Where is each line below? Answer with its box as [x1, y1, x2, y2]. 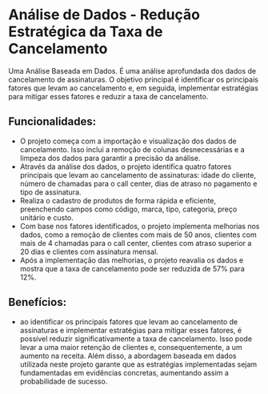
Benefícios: [8, 295, 66, 309]
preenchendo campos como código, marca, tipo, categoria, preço [19, 204, 238, 214]
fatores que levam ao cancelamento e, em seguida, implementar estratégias [8, 82, 258, 93]
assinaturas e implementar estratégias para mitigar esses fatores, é [19, 325, 242, 335]
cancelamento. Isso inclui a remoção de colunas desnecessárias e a [19, 144, 245, 154]
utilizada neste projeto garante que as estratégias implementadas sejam [19, 359, 258, 369]
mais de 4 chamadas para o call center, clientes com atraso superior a [19, 238, 252, 247]
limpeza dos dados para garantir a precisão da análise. [19, 153, 201, 163]
